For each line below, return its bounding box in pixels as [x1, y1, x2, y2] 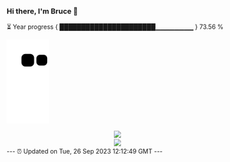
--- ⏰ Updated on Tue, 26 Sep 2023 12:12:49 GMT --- [6, 147, 163, 156]
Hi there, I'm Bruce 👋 [6, 6, 78, 16]
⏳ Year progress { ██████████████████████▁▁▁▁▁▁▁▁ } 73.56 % [6, 22, 224, 31]
